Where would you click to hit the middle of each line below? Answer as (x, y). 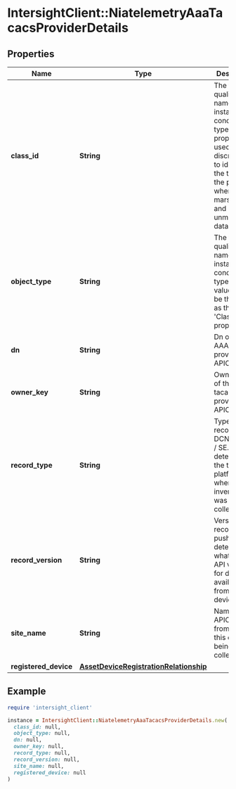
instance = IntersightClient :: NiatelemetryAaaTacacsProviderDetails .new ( (118, 720)
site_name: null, (39, 766)
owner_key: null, (39, 747)
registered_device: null (50, 772)
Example (27, 692)
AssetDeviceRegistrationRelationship (143, 666)
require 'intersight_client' (50, 707)
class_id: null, (37, 727)
